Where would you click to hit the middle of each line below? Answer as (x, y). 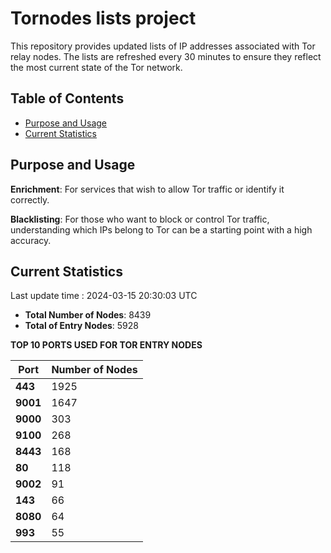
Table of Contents (67, 98)
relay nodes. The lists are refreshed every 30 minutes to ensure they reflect (166, 56)
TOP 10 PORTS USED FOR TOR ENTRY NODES (106, 345)
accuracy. (31, 240)
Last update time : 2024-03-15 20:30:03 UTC (104, 296)
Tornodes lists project (103, 18)
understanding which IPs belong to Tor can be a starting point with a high (161, 229)
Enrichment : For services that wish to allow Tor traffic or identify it (147, 189)
